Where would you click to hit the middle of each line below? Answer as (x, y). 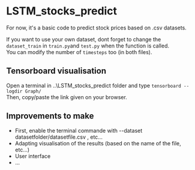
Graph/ (33, 91)
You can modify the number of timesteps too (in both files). (79, 52)
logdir (14, 91)
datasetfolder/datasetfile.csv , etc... (59, 137)
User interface (33, 156)
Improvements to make (50, 116)
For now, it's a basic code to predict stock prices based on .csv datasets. (97, 28)
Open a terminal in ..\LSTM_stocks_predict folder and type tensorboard (94, 85)
